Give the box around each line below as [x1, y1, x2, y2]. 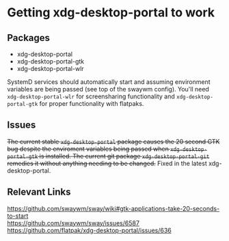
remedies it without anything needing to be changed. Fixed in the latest [7, 159, 207, 167]
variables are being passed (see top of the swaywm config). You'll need [7, 85, 210, 93]
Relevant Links [7, 186, 71, 198]
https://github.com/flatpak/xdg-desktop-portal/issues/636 [7, 226, 172, 234]
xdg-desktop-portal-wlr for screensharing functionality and [7, 92, 176, 100]
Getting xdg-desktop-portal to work [7, 5, 215, 20]
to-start [7, 212, 29, 220]
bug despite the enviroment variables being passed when [7, 145, 169, 153]
